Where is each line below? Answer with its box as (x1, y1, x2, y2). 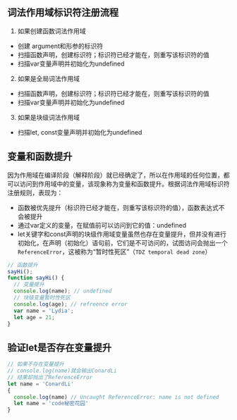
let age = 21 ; (13, 314, 55, 321)
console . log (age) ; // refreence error (13, 300, 128, 308)
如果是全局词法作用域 (17, 74, 80, 82)
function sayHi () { (7, 274, 65, 282)
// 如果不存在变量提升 (7, 361, 65, 368)
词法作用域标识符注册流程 (7, 6, 119, 19)
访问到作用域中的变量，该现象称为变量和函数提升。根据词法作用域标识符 (19, 179, 230, 188)
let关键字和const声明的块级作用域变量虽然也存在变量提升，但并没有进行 (17, 230, 227, 238)
